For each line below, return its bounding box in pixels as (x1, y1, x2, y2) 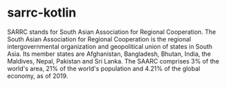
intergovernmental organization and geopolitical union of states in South (7, 42, 213, 50)
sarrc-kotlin (7, 5, 77, 21)
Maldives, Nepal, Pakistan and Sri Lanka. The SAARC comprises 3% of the (7, 57, 220, 65)
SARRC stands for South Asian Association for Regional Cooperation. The (7, 28, 216, 36)
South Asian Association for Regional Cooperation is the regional (7, 35, 191, 43)
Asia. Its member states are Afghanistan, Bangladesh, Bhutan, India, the (7, 50, 211, 58)
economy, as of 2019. (7, 71, 68, 80)
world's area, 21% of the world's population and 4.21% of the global (7, 64, 200, 72)
